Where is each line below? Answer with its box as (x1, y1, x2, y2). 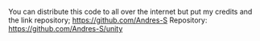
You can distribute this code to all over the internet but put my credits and (8, 7, 253, 16)
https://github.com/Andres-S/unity (8, 24, 123, 33)
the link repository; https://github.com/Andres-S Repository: (8, 15, 208, 25)
